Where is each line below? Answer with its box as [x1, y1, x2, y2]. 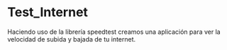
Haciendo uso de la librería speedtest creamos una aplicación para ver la [7, 27, 221, 36]
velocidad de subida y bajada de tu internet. [7, 35, 136, 43]
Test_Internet [7, 4, 89, 20]
